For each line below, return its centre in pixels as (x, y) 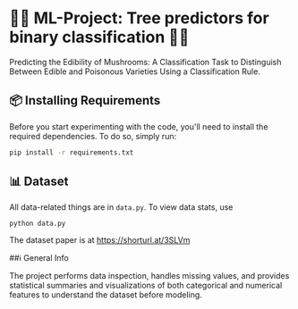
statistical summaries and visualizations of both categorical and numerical (146, 286)
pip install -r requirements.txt (72, 152)
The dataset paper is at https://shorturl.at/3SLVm (100, 240)
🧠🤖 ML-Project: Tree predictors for (140, 18)
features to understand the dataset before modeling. (106, 295)
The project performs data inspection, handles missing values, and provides (149, 276)
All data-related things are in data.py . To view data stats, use (121, 207)
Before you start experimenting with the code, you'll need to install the (139, 126)
